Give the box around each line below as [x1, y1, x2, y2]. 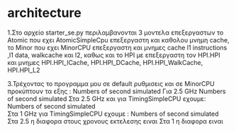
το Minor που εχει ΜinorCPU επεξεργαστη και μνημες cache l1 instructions [7, 43, 227, 52]
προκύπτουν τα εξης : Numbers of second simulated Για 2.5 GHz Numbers [7, 87, 226, 95]
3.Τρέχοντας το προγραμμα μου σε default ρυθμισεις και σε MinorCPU [7, 79, 215, 88]
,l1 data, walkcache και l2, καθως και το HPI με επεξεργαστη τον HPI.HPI [7, 51, 221, 59]
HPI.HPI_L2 [7, 66, 40, 74]
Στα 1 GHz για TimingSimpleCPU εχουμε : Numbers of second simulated [7, 109, 219, 118]
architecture [7, 5, 82, 21]
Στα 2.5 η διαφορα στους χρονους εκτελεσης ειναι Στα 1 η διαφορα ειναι [7, 116, 223, 125]
